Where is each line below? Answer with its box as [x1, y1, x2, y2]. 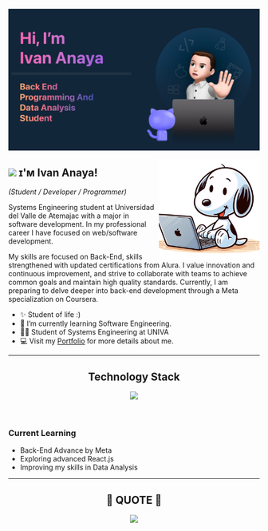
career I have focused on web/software [8, 228, 138, 238]
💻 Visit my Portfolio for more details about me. [19, 336, 174, 346]
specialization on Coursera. [8, 295, 98, 304]
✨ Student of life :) [19, 310, 81, 319]
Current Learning [8, 428, 77, 439]
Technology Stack [88, 370, 180, 383]
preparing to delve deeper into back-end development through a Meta [8, 286, 239, 295]
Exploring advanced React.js [19, 454, 114, 464]
